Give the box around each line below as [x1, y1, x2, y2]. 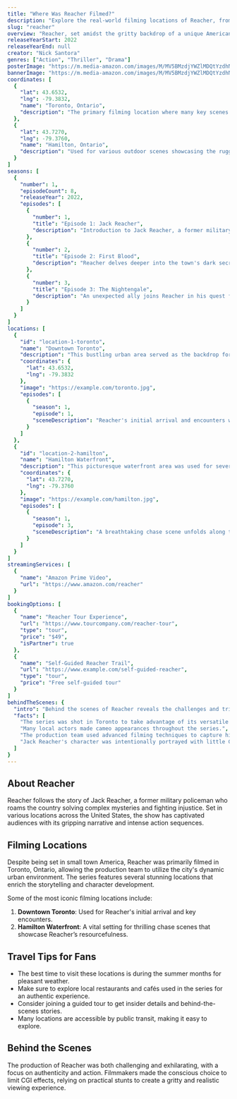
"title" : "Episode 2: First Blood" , [32, 253, 140, 260]
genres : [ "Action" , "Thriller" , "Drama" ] [7, 56, 131, 63]
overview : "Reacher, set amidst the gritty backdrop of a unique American [7, 30, 232, 37]
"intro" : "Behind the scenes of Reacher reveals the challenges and [13, 705, 219, 712]
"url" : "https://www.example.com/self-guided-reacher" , [20, 666, 188, 674]
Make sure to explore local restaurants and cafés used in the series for [17, 984, 224, 992]
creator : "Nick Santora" [7, 50, 80, 57]
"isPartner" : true [20, 640, 74, 647]
